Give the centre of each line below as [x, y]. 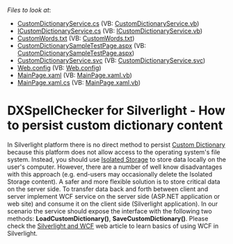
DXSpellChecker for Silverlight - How [116, 111]
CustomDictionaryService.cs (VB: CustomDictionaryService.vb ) [108, 23]
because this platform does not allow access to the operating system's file [114, 152]
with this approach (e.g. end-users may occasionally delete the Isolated [110, 174]
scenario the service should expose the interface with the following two [110, 211]
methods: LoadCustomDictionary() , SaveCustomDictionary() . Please [108, 218]
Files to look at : [29, 10]
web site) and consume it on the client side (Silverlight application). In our [112, 204]
